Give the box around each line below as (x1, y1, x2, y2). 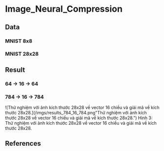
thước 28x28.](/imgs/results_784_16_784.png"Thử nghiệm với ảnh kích (5, 110, 147, 116)
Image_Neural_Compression (5, 3, 123, 15)
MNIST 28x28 (5, 50, 39, 57)
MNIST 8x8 (5, 38, 33, 44)
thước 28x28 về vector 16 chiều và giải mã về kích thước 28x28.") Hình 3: (5, 115, 153, 121)
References (5, 139, 41, 148)
